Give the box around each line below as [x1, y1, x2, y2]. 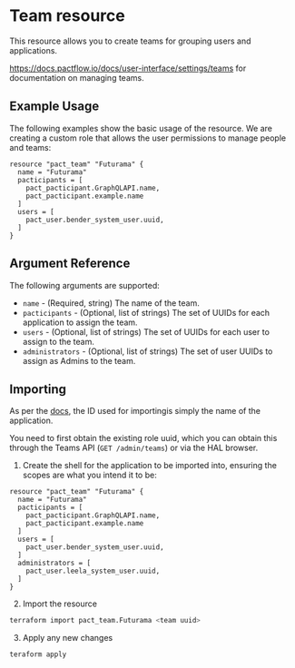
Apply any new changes [22, 633, 113, 643]
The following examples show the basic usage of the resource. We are [9, 123, 273, 133]
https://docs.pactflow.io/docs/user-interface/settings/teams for [9, 63, 247, 74]
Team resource [9, 5, 125, 26]
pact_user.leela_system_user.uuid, [25, 566, 161, 576]
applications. [9, 44, 57, 55]
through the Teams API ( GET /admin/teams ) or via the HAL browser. [9, 442, 259, 454]
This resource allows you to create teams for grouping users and [9, 35, 251, 46]
